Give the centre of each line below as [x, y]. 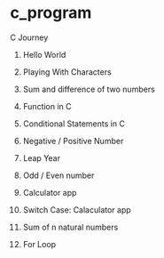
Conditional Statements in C [74, 124]
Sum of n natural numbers [70, 227]
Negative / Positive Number [73, 141]
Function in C [47, 106]
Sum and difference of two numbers [89, 89]
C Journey [29, 37]
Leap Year [42, 157]
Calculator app [50, 192]
